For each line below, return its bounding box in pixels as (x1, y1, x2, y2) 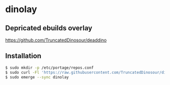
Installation (5, 52, 41, 60)
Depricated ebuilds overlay (5, 24, 93, 32)
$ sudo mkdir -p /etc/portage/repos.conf (5, 65, 94, 70)
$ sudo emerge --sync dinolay (5, 74, 69, 79)
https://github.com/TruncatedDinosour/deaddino (5, 37, 107, 43)
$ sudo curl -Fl (5, 70, 39, 75)
